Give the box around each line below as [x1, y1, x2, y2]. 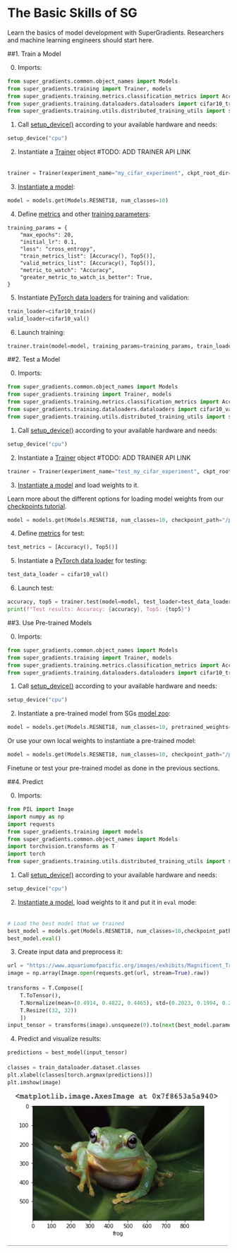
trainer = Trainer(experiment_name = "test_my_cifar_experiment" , [7, 468, 200, 475]
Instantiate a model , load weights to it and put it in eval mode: [17, 898, 197, 906]
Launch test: [17, 584, 54, 593]
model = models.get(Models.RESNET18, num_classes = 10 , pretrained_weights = [7, 724, 232, 731]
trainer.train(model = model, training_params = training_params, [7, 343, 194, 350]
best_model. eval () [7, 934, 61, 942]
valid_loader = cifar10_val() [7, 315, 90, 322]
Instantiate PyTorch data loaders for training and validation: [17, 293, 190, 302]
